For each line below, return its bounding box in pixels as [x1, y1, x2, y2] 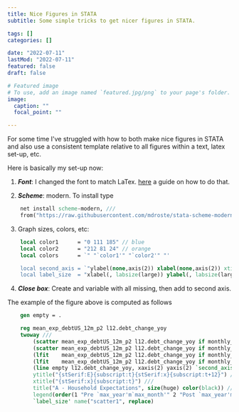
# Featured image [7, 82, 59, 89]
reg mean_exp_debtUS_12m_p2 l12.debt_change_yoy [20, 325, 167, 332]
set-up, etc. [7, 150, 41, 159]
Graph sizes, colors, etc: [17, 224, 90, 233]
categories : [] [7, 36, 53, 44]
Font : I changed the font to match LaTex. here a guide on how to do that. [17, 178, 230, 186]
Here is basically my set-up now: [7, 164, 104, 172]
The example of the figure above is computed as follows [7, 298, 172, 307]
